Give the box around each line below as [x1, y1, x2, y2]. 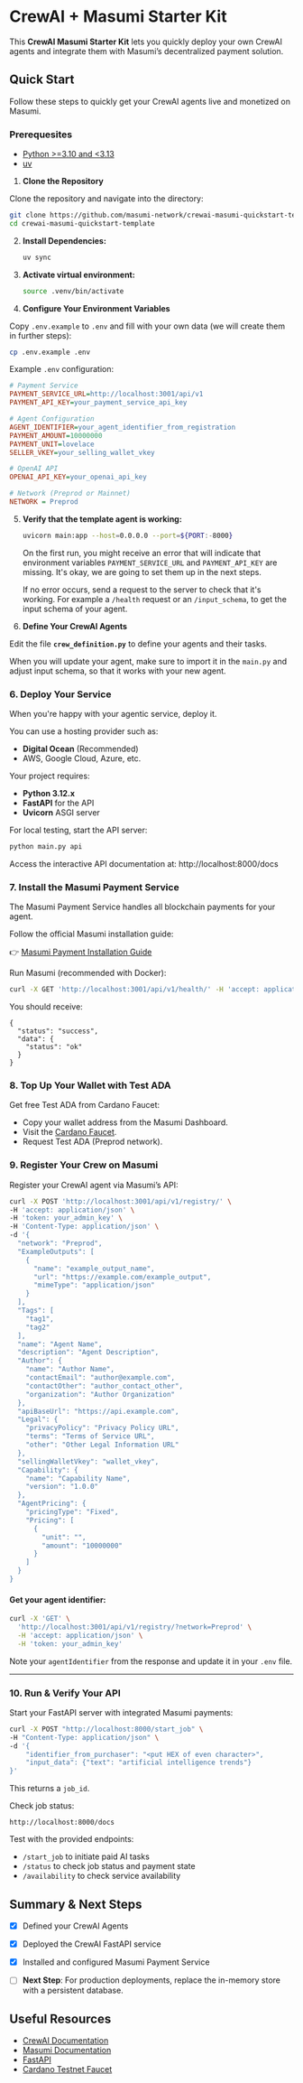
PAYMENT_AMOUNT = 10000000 [9, 431, 103, 440]
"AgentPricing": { [17, 1499, 87, 1509]
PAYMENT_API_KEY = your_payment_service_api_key [9, 398, 188, 407]
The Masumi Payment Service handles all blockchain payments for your [9, 901, 276, 913]
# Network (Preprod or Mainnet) [9, 489, 131, 498]
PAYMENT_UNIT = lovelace [9, 440, 95, 449]
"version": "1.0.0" [25, 1483, 99, 1492]
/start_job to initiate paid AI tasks [22, 1851, 151, 1862]
